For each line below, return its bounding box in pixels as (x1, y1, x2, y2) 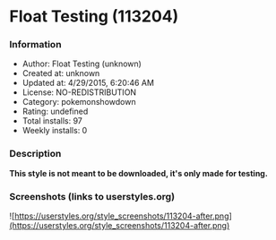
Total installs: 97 (22, 116, 83, 126)
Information (9, 39, 62, 51)
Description (9, 148, 62, 160)
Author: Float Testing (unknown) (22, 58, 142, 69)
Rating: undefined (22, 106, 89, 117)
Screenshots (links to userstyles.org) (9, 190, 176, 202)
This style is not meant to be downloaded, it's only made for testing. (9, 167, 269, 178)
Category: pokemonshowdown (22, 97, 136, 107)
